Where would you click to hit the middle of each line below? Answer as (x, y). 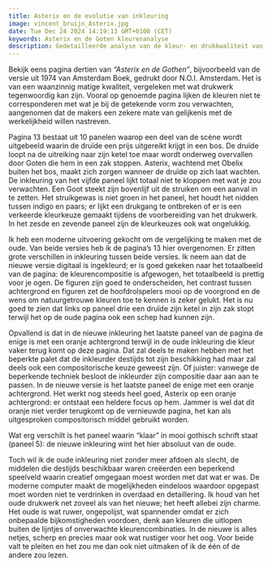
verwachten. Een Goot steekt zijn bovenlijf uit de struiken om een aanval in (133, 189)
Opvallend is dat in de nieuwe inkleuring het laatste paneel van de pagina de (136, 333)
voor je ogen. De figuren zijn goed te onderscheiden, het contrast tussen (130, 283)
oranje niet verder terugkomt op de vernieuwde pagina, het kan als (120, 411)
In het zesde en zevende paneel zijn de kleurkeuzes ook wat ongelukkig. (130, 224)
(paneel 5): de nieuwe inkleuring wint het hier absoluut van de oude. (123, 444)
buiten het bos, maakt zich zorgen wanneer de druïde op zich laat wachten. (135, 172)
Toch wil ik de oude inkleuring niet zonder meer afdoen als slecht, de (124, 460)
